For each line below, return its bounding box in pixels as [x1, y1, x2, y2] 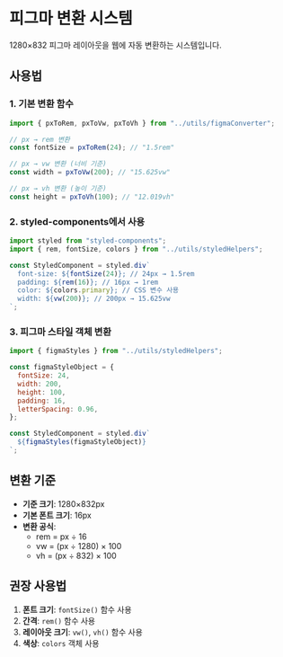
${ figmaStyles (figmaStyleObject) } [17, 438, 146, 447]
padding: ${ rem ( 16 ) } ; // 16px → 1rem [17, 278, 159, 287]
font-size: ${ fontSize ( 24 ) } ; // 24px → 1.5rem [17, 269, 195, 279]
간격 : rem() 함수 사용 [22, 615, 96, 626]
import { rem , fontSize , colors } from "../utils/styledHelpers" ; [9, 244, 263, 253]
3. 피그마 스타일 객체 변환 [9, 325, 112, 338]
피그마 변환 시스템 [9, 8, 133, 29]
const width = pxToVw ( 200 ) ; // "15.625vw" [9, 168, 171, 177]
